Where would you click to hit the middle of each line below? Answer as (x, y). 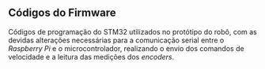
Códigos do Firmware (62, 13)
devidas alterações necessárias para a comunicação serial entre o (116, 40)
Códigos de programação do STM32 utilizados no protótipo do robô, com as (132, 31)
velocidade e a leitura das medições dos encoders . (91, 56)
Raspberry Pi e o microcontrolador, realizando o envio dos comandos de (126, 48)
